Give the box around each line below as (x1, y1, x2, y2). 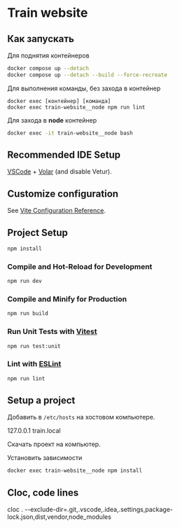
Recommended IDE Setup (7, 149, 121, 161)
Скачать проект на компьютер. (7, 440, 101, 449)
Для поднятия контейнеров (7, 51, 90, 60)
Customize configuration (7, 188, 119, 200)
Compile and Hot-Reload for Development (7, 261, 153, 271)
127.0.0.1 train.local (7, 426, 61, 435)
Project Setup (7, 226, 69, 239)
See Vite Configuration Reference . (7, 207, 106, 215)
